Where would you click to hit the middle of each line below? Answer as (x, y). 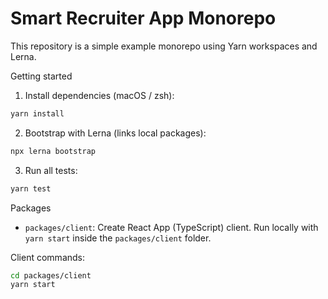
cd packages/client (51, 275)
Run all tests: (51, 170)
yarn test (31, 188)
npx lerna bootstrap (53, 151)
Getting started (41, 76)
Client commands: (48, 257)
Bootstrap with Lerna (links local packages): (115, 133)
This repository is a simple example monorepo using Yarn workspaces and (164, 46)
